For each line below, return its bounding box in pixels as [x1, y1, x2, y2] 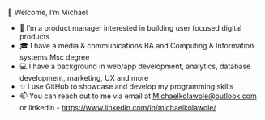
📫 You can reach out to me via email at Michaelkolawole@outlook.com [19, 91, 257, 101]
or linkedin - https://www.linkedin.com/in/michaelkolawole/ [19, 103, 216, 112]
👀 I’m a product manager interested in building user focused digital [19, 23, 242, 32]
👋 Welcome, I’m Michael [7, 8, 88, 17]
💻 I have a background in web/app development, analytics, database [19, 61, 251, 71]
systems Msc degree [19, 52, 90, 62]
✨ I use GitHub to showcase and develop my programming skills [19, 81, 234, 91]
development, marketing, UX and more [19, 73, 149, 82]
